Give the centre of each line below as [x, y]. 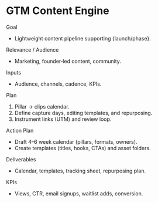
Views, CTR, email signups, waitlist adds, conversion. [79, 193]
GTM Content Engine [58, 11]
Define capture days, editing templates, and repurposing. [83, 113]
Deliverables [21, 159]
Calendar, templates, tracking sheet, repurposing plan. [80, 171]
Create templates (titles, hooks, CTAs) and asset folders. [83, 148]
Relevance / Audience [32, 50]
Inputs [14, 72]
